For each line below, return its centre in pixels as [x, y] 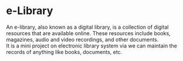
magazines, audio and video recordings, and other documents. [82, 39]
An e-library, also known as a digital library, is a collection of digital [88, 27]
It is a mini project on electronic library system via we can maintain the [91, 46]
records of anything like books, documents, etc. [64, 52]
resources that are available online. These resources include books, [89, 33]
